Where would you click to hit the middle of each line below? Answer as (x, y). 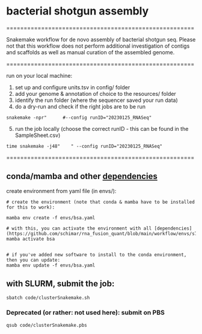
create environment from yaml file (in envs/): (61, 191)
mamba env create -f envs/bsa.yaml (51, 218)
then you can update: (33, 260)
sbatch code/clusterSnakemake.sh (48, 298)
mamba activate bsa (31, 239)
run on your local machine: (39, 75)
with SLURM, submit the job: (60, 284)
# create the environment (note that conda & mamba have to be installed (101, 202)
